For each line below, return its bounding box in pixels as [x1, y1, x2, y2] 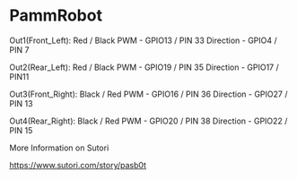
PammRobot [9, 5, 103, 26]
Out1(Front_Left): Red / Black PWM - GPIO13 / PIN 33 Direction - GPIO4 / [9, 35, 278, 46]
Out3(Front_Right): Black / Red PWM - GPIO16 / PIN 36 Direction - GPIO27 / [9, 89, 288, 99]
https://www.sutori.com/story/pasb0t [9, 159, 146, 170]
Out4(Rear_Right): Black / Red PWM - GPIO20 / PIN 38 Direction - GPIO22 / [9, 115, 288, 126]
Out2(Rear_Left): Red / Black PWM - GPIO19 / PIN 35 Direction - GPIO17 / [9, 62, 280, 72]
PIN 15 [9, 124, 33, 135]
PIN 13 [9, 98, 33, 108]
